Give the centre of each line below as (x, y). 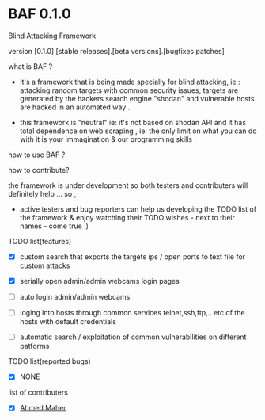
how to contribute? (39, 170)
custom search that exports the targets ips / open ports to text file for (132, 256)
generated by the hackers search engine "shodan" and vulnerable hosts (137, 98)
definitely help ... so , (42, 193)
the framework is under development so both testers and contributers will (128, 185)
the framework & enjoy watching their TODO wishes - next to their (127, 217)
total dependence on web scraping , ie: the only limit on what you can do (138, 131)
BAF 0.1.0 (40, 14)
